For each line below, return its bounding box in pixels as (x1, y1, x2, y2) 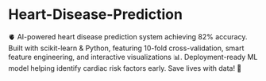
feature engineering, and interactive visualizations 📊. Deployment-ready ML (8, 52, 258, 61)
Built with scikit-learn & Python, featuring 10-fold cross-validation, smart (8, 43, 245, 53)
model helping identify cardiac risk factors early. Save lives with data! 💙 (8, 63, 242, 72)
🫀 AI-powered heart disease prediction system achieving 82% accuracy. (8, 31, 248, 41)
